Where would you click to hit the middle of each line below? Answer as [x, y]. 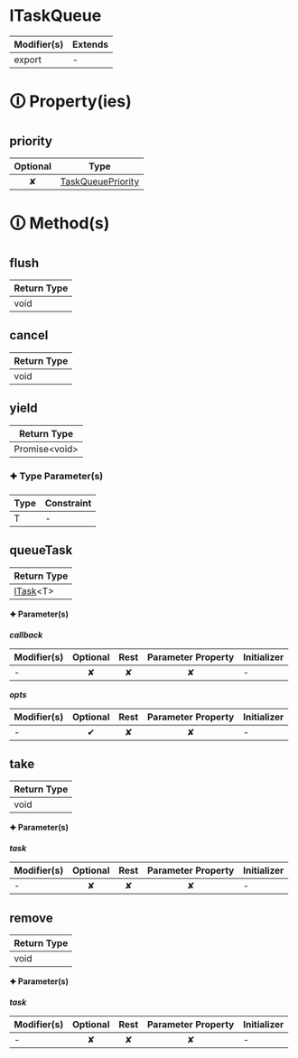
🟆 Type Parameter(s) [56, 477]
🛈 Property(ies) [71, 102]
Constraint [68, 503]
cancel [29, 335]
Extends [90, 44]
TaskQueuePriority [100, 181]
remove [31, 918]
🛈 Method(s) [60, 223]
